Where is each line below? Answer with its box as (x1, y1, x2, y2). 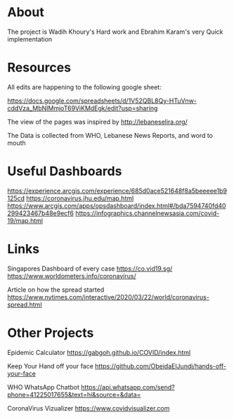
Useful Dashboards (7, 163, 122, 179)
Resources (7, 60, 72, 76)
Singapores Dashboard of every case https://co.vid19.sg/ (7, 264, 173, 273)
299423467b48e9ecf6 (7, 209, 74, 217)
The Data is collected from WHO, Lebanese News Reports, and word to (7, 131, 213, 139)
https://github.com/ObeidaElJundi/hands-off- (94, 361, 227, 370)
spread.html (7, 300, 42, 309)
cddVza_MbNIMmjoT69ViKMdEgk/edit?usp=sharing (7, 103, 158, 112)
